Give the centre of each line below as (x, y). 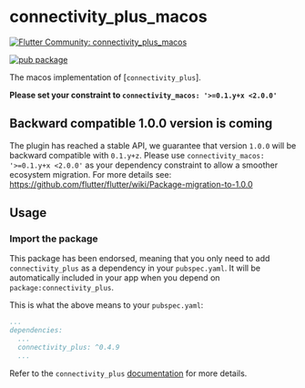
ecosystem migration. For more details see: (91, 174)
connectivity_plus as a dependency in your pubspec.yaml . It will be (135, 268)
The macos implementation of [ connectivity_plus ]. (106, 77)
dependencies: (36, 331)
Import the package (54, 239)
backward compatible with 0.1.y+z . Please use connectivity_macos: (137, 155)
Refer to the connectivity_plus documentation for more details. (128, 373)
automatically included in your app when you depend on (115, 278)
